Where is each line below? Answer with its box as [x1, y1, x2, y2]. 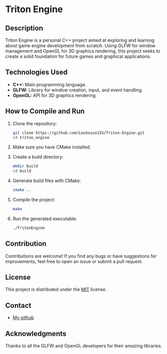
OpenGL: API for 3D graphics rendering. [12, 92, 97, 98]
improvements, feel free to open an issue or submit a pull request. [5, 258, 143, 264]
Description [5, 24, 43, 32]
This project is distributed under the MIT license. [5, 287, 107, 293]
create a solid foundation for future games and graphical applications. [5, 53, 151, 59]
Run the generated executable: [12, 216, 77, 222]
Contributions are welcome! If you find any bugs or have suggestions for [5, 253, 157, 259]
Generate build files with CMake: [12, 178, 81, 184]
